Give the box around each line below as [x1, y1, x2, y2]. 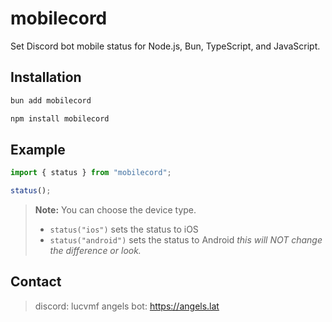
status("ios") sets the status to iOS [49, 223, 199, 236]
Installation [10, 69, 82, 86]
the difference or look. [49, 245, 142, 257]
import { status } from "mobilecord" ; [10, 168, 172, 178]
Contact [10, 273, 62, 291]
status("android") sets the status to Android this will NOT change [49, 234, 323, 246]
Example [10, 141, 66, 158]
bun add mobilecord [10, 95, 92, 106]
